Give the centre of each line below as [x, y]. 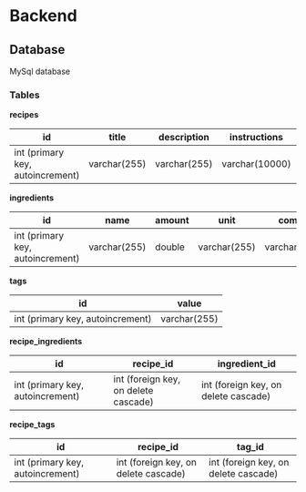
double [169, 247]
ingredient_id [246, 364]
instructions [256, 138]
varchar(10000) [256, 164]
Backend [43, 16]
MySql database [40, 71]
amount [172, 220]
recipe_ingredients [46, 342]
